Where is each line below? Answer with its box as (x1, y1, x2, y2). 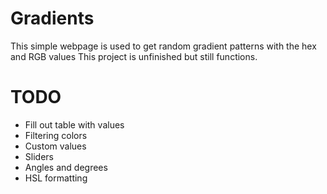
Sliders (24, 150, 54, 162)
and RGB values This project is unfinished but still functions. (10, 50, 258, 62)
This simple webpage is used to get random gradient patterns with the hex (10, 40, 317, 52)
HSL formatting (24, 172, 88, 184)
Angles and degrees (24, 161, 108, 173)
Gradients (10, 7, 95, 30)
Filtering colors (24, 129, 88, 141)
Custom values (24, 140, 87, 152)
